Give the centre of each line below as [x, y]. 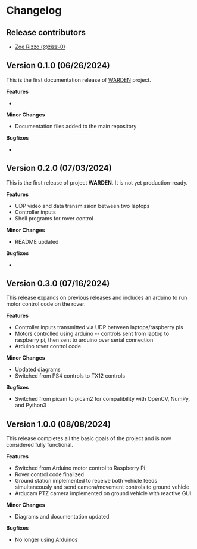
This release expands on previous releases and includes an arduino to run [97, 298]
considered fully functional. [40, 445]
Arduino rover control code [48, 346]
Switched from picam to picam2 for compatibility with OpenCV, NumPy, [102, 399]
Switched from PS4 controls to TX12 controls [70, 376]
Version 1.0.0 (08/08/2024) [59, 424]
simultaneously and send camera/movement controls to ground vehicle [102, 487]
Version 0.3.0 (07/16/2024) [58, 283]
